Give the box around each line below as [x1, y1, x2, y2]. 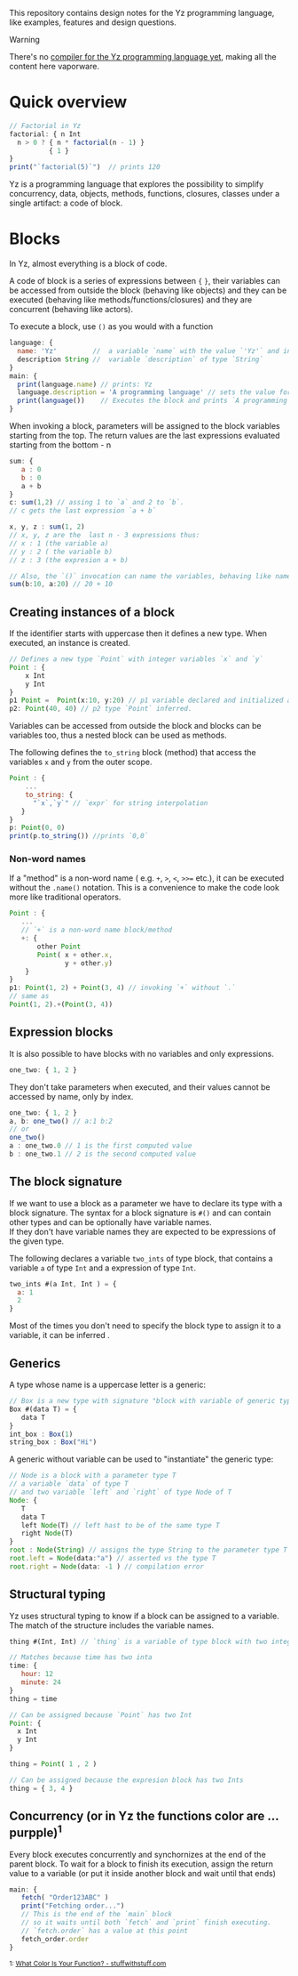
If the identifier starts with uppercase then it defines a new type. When [9, 628, 268, 639]
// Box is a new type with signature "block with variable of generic [9, 1397, 276, 1406]
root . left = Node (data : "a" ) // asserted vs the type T [9, 1554, 216, 1563]
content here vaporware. [9, 61, 100, 71]
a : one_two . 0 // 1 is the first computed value [9, 1141, 192, 1150]
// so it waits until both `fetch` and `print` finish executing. [20, 1918, 272, 1927]
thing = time [9, 1694, 58, 1703]
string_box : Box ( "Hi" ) [9, 1438, 98, 1447]
